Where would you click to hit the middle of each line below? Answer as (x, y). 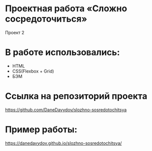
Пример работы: (41, 129)
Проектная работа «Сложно (66, 9)
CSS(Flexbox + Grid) (33, 71)
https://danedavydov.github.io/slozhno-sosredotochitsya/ (63, 143)
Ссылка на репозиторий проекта (76, 96)
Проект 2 (15, 32)
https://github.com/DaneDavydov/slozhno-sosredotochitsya (66, 110)
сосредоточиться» (46, 19)
